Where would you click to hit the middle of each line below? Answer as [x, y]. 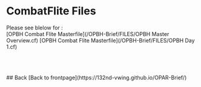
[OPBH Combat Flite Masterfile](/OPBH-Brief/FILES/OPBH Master [88, 34]
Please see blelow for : [35, 28]
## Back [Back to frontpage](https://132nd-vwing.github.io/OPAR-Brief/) [97, 77]
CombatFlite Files [51, 11]
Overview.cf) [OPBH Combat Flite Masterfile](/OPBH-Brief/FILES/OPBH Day [100, 40]
